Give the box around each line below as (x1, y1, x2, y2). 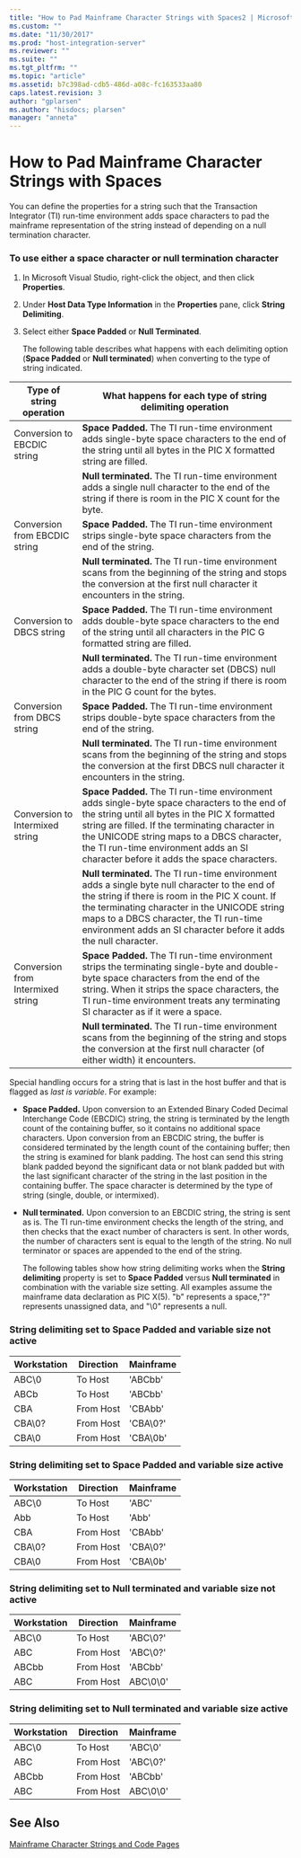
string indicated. (21, 363, 83, 374)
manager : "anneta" (9, 113, 78, 122)
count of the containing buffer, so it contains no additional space (21, 1123, 262, 1134)
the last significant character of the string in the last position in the (21, 1171, 268, 1181)
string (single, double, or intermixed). (21, 1190, 159, 1200)
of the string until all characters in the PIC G (82, 626, 265, 639)
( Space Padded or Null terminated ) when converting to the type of (21, 353, 271, 364)
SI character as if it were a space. (82, 1005, 222, 1018)
